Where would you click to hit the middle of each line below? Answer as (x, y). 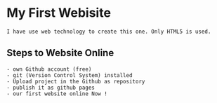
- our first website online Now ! (57, 94)
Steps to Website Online (60, 53)
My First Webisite (59, 13)
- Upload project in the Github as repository (76, 81)
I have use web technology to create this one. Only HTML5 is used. (109, 32)
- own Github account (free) (49, 69)
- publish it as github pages (51, 88)
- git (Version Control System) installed (70, 75)
